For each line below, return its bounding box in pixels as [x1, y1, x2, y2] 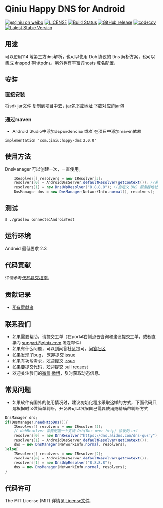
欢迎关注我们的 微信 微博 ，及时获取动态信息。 [12, 370, 103, 376]
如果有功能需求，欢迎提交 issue [12, 358, 75, 363]
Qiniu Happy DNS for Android [5, 3, 125, 15]
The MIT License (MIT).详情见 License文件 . [5, 497, 91, 503]
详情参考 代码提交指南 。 [5, 275, 52, 281]
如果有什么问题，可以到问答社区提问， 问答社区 [12, 345, 106, 351]
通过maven [5, 116, 32, 123]
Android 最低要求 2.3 [5, 246, 47, 251]
